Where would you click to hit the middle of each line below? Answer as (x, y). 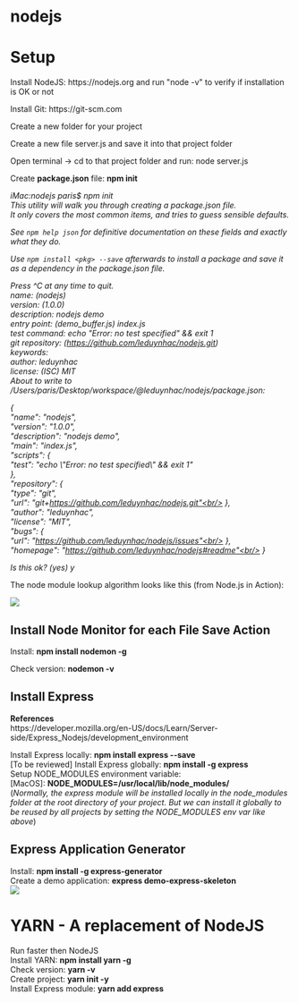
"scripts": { (30, 455)
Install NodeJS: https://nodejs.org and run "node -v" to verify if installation (147, 82)
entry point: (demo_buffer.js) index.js (78, 324)
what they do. (36, 242)
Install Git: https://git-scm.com (66, 109)
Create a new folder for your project (76, 126)
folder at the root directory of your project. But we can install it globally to (146, 802)
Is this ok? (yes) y (43, 568)
